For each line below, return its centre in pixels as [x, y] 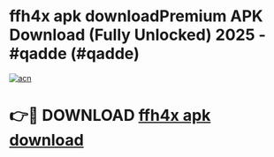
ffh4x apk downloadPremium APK [136, 16]
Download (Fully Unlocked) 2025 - [138, 35]
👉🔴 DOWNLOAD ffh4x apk [110, 116]
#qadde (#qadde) [74, 54]
